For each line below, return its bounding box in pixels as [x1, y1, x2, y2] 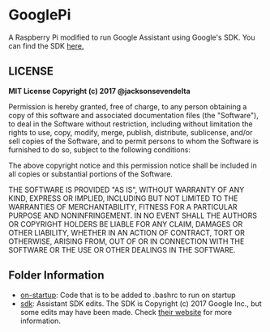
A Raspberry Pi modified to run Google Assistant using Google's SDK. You [8, 32, 255, 42]
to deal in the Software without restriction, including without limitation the [8, 119, 253, 129]
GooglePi [8, 6, 71, 24]
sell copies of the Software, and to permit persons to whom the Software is [8, 136, 259, 146]
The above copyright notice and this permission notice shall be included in [8, 160, 257, 170]
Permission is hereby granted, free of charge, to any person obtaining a [8, 101, 247, 111]
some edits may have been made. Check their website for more [19, 307, 233, 317]
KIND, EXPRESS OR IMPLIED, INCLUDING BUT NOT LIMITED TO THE [8, 193, 238, 203]
